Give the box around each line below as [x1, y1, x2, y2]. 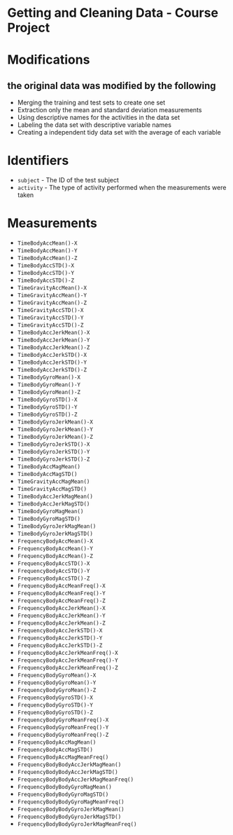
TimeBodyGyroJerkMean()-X [17, 419, 93, 426]
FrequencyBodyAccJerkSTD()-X [17, 627, 103, 634]
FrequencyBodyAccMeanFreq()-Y [17, 590, 106, 597]
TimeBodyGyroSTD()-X [17, 396, 78, 404]
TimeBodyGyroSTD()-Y [17, 404, 78, 411]
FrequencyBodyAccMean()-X [17, 538, 93, 545]
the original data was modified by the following [7, 79, 216, 92]
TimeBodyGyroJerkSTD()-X [17, 441, 90, 448]
